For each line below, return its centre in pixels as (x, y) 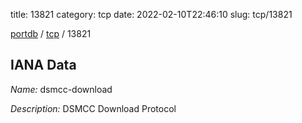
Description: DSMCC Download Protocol (93, 108)
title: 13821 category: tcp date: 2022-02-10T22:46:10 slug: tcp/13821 (151, 14)
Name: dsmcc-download (61, 89)
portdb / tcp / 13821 (51, 33)
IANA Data (43, 65)
